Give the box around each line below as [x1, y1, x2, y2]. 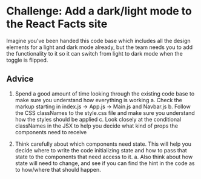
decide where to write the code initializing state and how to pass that [15, 146, 188, 154]
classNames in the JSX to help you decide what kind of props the [15, 122, 179, 129]
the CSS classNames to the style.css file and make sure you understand [15, 109, 195, 116]
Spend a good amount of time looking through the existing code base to [15, 89, 195, 97]
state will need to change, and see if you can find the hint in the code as [15, 159, 195, 167]
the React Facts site [6, 17, 108, 31]
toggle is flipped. [6, 56, 48, 63]
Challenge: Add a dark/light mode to [6, 4, 192, 18]
